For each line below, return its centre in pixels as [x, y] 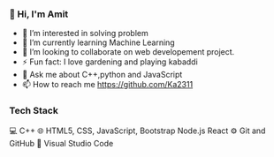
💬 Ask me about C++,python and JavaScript [102, 75]
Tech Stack [34, 111]
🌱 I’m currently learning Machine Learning [98, 42]
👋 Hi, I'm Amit [39, 14]
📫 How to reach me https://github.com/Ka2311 [107, 85]
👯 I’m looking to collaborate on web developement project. [128, 52]
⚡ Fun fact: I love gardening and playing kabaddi [110, 62]
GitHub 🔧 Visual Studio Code [61, 143]
